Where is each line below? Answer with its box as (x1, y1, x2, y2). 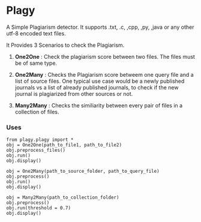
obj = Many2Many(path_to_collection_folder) (6, 194, 119, 201)
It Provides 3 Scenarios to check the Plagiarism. (6, 41, 125, 49)
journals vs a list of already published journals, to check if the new (14, 83, 179, 91)
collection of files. (14, 108, 59, 115)
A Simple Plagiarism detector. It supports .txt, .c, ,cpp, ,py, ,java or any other (6, 23, 194, 31)
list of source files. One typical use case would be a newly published (14, 77, 185, 85)
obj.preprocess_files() (6, 148, 66, 154)
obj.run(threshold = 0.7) (6, 205, 71, 211)
